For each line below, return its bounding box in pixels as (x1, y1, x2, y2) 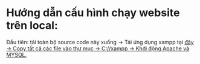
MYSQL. (6, 51, 27, 58)
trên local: (6, 19, 59, 32)
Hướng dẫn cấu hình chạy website (6, 6, 180, 20)
